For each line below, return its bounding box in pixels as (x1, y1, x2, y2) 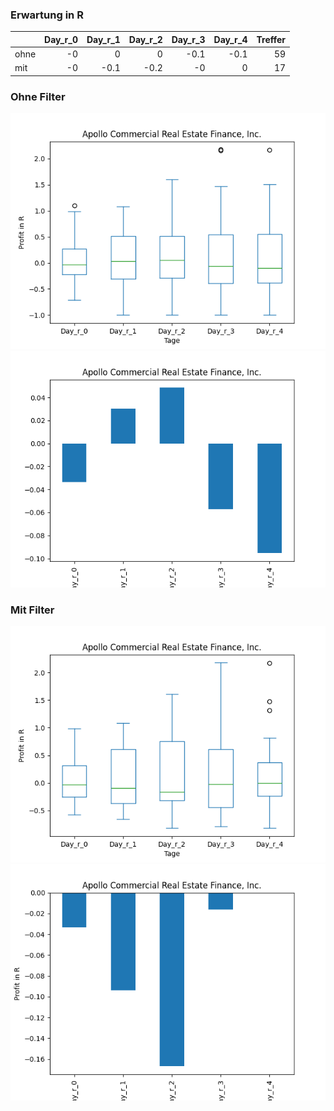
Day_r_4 (213, 33, 248, 45)
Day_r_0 (44, 33, 78, 45)
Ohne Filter (10, 89, 66, 103)
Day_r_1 (86, 33, 121, 45)
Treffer (256, 33, 287, 45)
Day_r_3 (171, 33, 206, 45)
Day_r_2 (128, 33, 163, 45)
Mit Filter (10, 603, 55, 617)
